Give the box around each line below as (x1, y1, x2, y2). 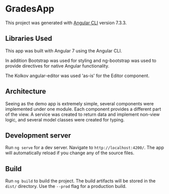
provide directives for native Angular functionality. (5, 62, 110, 69)
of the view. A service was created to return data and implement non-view (5, 111, 160, 117)
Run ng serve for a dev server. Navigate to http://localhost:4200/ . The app (5, 145, 164, 151)
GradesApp (5, 3, 55, 15)
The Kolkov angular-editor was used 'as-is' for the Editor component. (5, 73, 150, 79)
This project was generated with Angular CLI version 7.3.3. (5, 20, 127, 26)
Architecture (5, 87, 47, 96)
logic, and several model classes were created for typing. (5, 116, 125, 122)
